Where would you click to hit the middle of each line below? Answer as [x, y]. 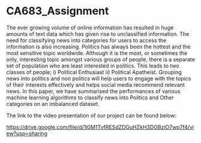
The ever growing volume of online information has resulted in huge [90, 28]
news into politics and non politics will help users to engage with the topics [99, 78]
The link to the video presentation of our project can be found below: [91, 115]
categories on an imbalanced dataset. [53, 104]
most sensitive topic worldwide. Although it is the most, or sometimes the [97, 53]
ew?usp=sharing [27, 133]
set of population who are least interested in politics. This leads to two [93, 66]
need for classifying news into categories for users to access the [86, 40]
